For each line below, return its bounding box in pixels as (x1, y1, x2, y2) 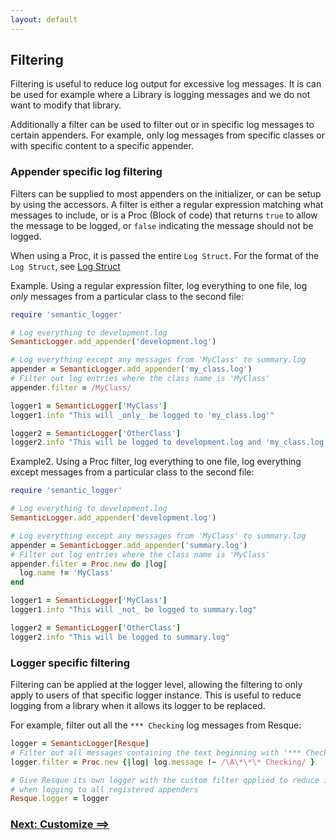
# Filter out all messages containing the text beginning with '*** (10, 747, 302, 758)
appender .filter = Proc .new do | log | (10, 559, 168, 569)
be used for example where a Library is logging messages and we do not (10, 89, 311, 101)
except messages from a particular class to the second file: (10, 466, 255, 478)
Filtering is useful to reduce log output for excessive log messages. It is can (10, 78, 322, 90)
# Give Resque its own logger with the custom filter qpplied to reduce (10, 775, 320, 785)
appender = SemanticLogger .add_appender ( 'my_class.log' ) (10, 364, 253, 375)
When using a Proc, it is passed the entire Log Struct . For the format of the (10, 249, 320, 261)
